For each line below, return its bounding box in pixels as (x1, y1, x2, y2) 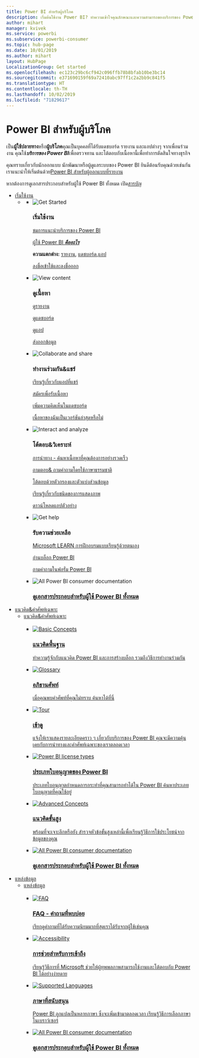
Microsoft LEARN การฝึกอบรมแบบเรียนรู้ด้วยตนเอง (32, 542, 139, 549)
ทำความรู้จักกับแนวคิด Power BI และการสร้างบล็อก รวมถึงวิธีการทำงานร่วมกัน (32, 654, 185, 661)
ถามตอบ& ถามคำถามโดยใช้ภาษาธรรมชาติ (32, 466, 113, 473)
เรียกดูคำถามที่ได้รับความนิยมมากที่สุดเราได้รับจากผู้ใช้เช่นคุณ (32, 923, 149, 930)
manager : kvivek (6, 25, 46, 31)
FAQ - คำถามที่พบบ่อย (32, 909, 85, 918)
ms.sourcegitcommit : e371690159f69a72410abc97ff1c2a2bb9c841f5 (6, 75, 166, 81)
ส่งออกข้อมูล (32, 338, 56, 345)
